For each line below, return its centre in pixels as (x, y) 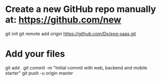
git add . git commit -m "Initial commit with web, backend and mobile (76, 67)
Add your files (35, 54)
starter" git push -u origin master (39, 73)
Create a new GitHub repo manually (81, 9)
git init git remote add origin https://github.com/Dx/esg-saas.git (71, 33)
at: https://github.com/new (63, 20)
